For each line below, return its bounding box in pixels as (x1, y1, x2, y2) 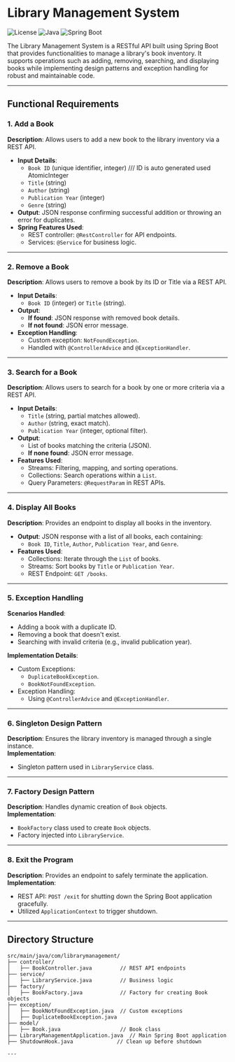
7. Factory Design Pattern (7, 787, 95, 797)
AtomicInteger (27, 171, 69, 179)
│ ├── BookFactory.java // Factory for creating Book (7, 989, 208, 996)
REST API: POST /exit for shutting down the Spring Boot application (17, 892, 213, 900)
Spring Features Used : (17, 222, 84, 232)
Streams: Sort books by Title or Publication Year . (27, 562, 175, 570)
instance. (7, 742, 34, 750)
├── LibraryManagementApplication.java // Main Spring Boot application (7, 1032, 227, 1039)
